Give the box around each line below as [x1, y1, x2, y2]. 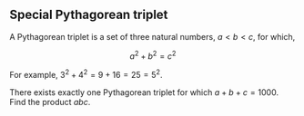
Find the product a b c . [9, 97, 91, 108]
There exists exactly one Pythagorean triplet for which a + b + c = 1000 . [9, 87, 279, 98]
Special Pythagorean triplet [9, 7, 168, 23]
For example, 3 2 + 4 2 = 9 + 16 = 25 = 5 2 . [9, 68, 163, 81]
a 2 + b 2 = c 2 [129, 49, 177, 62]
